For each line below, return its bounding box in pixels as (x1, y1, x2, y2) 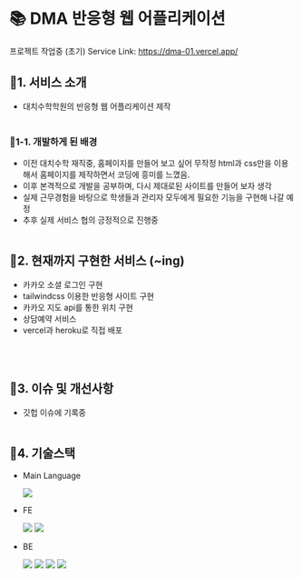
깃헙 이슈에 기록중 (22, 406, 86, 418)
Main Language (22, 470, 82, 482)
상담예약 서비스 (22, 313, 77, 324)
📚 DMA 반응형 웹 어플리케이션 (9, 8, 226, 29)
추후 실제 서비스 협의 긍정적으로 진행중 (22, 214, 159, 225)
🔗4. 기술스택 (9, 446, 75, 462)
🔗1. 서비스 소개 (9, 75, 87, 91)
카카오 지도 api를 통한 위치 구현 (22, 302, 133, 313)
